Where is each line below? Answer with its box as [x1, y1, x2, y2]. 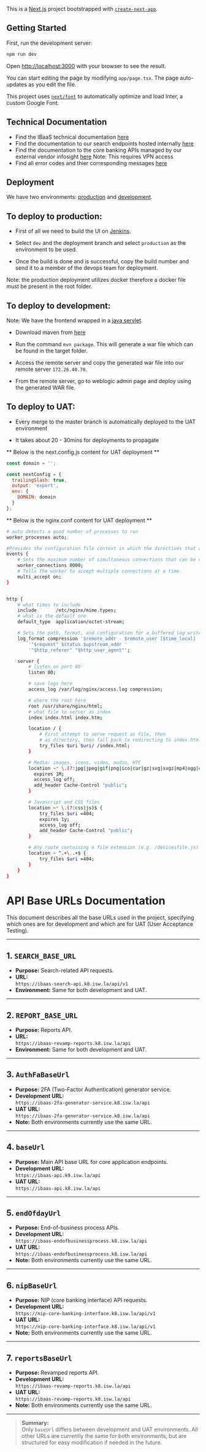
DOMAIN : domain [17, 494, 56, 500]
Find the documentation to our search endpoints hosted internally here [15, 139, 194, 147]
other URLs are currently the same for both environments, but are [21, 1432, 187, 1439]
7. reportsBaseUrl [6, 1353, 72, 1363]
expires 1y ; [39, 816, 70, 822]
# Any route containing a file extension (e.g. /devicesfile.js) [28, 844, 199, 851]
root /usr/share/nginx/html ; [28, 703, 103, 709]
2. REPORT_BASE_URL [6, 1010, 78, 1020]
